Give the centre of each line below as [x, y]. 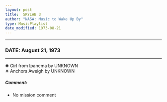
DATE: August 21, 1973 [33, 50]
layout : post [19, 10]
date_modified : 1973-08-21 [33, 28]
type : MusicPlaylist [27, 24]
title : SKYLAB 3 [23, 14]
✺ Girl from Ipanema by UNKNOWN [42, 66]
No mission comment [34, 95]
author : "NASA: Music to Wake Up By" [44, 19]
